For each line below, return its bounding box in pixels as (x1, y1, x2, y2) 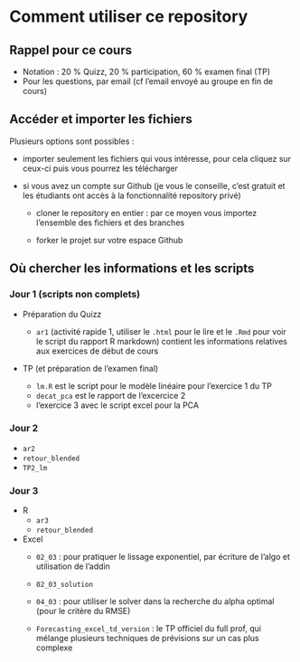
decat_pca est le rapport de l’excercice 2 (35, 390, 186, 401)
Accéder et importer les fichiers (9, 111, 192, 128)
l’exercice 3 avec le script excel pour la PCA (35, 400, 200, 411)
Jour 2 (9, 422, 39, 435)
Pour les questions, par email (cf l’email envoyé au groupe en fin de (22, 76, 274, 87)
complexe (35, 642, 73, 653)
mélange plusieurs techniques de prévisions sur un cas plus (35, 633, 259, 644)
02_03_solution (35, 581, 93, 590)
